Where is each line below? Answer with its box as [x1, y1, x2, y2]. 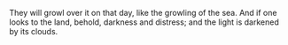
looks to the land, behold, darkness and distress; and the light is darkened [9, 17, 279, 27]
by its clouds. [9, 26, 58, 36]
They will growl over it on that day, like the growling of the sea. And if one [9, 8, 277, 18]
